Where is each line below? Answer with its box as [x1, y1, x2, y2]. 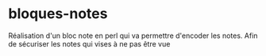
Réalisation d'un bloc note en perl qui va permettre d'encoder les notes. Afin [8, 31, 258, 40]
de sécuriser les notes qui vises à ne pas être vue [8, 39, 171, 48]
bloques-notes [8, 5, 108, 23]
